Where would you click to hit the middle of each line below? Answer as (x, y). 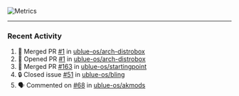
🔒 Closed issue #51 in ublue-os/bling (71, 75)
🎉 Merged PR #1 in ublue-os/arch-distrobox (81, 52)
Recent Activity (35, 36)
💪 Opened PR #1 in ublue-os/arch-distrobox (81, 59)
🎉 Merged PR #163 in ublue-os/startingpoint (82, 67)
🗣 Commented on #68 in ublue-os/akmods (81, 85)
